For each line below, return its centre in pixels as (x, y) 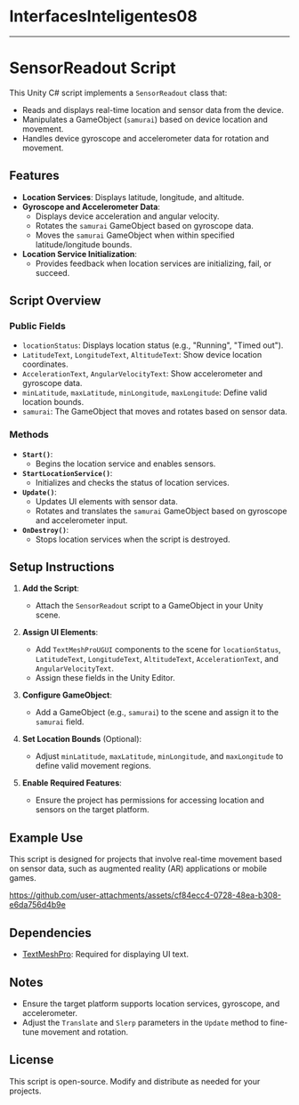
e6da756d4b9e (38, 905)
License (32, 1060)
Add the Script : (51, 588)
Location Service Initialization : (80, 254)
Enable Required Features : (72, 783)
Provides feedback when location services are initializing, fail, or (153, 263)
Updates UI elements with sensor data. (106, 501)
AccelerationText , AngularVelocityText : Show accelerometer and (142, 374)
